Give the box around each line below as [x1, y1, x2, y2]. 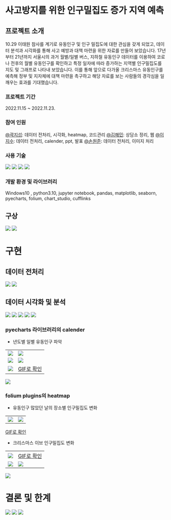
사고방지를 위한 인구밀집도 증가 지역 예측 [5, 5, 164, 16]
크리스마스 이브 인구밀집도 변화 [12, 440, 75, 446]
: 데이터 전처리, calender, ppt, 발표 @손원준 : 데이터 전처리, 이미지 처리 [13, 138, 154, 144]
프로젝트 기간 [5, 93, 36, 100]
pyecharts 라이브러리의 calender [5, 326, 85, 333]
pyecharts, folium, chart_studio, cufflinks [5, 195, 91, 202]
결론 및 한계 [5, 492, 51, 504]
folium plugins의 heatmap [5, 392, 70, 400]
